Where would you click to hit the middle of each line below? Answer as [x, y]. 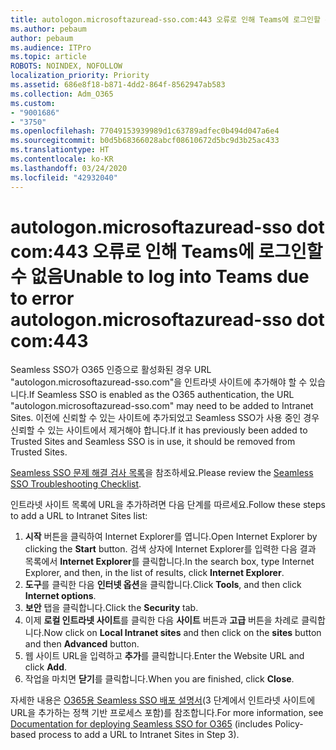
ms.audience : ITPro [51, 47]
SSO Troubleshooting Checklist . [76, 484]
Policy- [289, 724]
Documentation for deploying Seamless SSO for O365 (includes [141, 724]
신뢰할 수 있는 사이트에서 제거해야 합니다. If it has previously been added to [159, 430]
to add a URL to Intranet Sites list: [79, 516]
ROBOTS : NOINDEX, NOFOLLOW [66, 66]
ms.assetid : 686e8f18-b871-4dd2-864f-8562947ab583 [118, 85]
